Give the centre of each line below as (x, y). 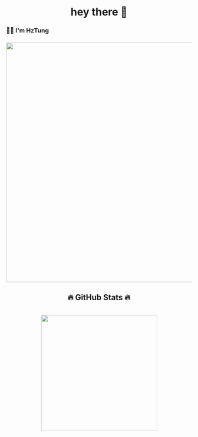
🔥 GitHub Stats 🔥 (99, 298)
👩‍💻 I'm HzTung (27, 31)
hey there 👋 (99, 12)
